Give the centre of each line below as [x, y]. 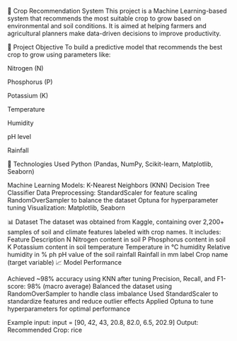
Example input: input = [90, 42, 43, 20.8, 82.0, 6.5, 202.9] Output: [103, 322]
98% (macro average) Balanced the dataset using [99, 286]
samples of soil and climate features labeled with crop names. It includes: [114, 232]
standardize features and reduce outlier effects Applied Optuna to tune [110, 301]
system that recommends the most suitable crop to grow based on [104, 18]
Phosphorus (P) [30, 82]
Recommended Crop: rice [45, 330]
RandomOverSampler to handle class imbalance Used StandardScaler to [113, 294]
